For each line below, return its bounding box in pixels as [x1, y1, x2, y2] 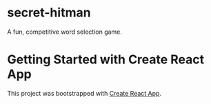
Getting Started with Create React [7, 52, 205, 67]
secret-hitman [7, 5, 91, 21]
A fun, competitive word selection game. [7, 28, 123, 36]
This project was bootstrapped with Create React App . [7, 89, 162, 97]
